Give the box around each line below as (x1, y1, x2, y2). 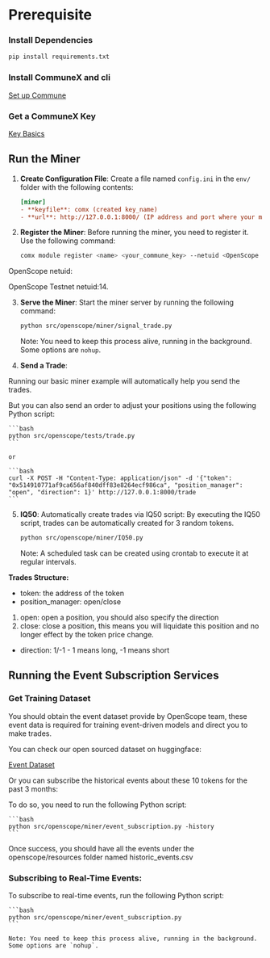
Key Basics (8, 128, 45, 138)
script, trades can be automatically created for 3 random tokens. (19, 519, 235, 528)
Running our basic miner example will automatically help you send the (8, 376, 240, 386)
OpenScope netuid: (8, 267, 73, 276)
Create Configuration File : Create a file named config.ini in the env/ (19, 174, 251, 183)
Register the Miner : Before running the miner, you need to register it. (19, 228, 249, 237)
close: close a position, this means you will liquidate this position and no (19, 621, 260, 631)
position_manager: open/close (19, 597, 122, 607)
